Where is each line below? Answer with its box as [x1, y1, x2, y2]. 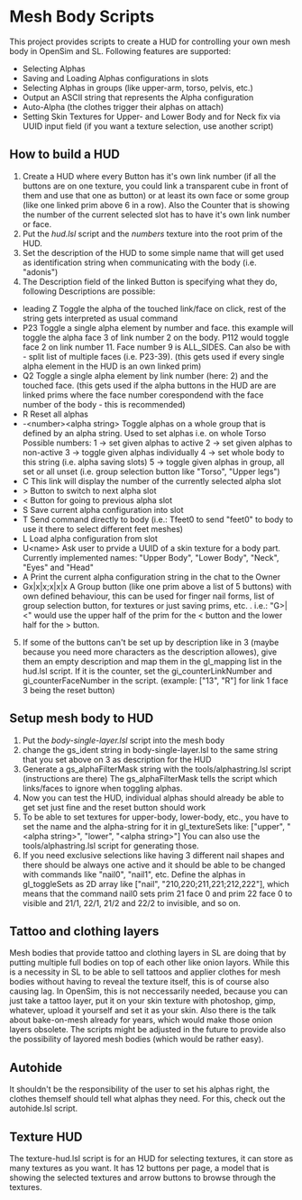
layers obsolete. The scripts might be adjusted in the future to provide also [9, 1024, 287, 1035]
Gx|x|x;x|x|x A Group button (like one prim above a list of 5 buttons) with [22, 581, 292, 591]
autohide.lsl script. [9, 1103, 78, 1114]
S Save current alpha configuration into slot [22, 504, 184, 515]
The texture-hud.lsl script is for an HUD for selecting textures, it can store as [9, 1153, 294, 1164]
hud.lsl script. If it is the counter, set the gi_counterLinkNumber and [22, 665, 273, 676]
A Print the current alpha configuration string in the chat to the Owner [22, 571, 281, 582]
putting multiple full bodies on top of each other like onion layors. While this [9, 957, 290, 968]
